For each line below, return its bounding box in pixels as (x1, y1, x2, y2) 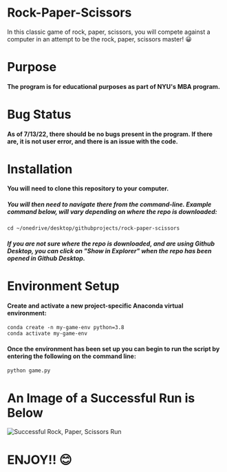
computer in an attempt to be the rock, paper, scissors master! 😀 (7, 35, 193, 43)
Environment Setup (7, 278, 120, 294)
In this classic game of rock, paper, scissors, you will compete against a (7, 28, 211, 36)
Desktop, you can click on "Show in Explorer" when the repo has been (7, 246, 212, 255)
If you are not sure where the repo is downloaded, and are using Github (7, 239, 215, 248)
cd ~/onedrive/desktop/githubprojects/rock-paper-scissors (7, 225, 180, 232)
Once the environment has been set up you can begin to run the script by (7, 344, 220, 353)
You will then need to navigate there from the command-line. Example (7, 200, 212, 208)
